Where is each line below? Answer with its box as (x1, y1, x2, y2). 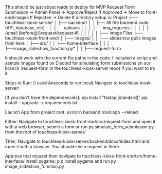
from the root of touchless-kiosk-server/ (5, 129, 86, 135)
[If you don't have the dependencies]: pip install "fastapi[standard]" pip (5, 95, 148, 100)
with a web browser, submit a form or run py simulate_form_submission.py (5, 124, 154, 130)
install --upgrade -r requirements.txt (5, 100, 78, 105)
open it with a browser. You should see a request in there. (5, 144, 121, 149)
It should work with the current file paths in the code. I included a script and (5, 55, 157, 60)
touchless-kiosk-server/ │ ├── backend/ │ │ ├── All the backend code (5, 19, 149, 25)
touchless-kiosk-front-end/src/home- (82, 153, 158, 159)
